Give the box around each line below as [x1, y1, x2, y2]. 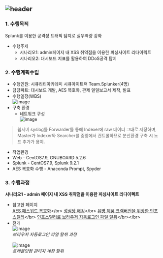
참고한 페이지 [12, 202, 38, 208]
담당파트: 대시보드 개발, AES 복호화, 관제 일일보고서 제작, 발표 [12, 87, 131, 93]
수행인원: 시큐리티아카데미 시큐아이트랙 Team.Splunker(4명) [12, 81, 130, 86]
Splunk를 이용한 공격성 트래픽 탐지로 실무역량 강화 [5, 32, 102, 38]
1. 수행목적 [5, 21, 29, 28]
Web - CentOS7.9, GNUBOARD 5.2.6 [12, 154, 86, 160]
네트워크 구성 [19, 111, 45, 116]
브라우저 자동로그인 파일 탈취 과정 [12, 231, 77, 237]
